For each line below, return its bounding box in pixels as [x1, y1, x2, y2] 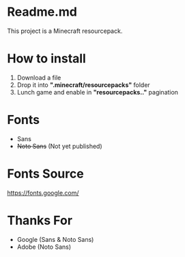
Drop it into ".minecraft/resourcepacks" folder [16, 80, 150, 89]
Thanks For [7, 212, 73, 228]
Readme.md [7, 4, 77, 20]
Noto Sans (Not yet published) [16, 142, 102, 150]
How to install [7, 51, 87, 66]
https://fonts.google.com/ [7, 188, 80, 197]
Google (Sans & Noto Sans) [16, 235, 94, 243]
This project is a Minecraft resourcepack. [7, 27, 123, 35]
